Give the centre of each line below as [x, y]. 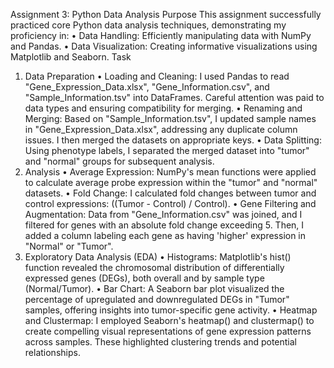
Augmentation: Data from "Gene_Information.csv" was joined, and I [163, 214]
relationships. [52, 352]
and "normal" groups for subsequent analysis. [119, 161]
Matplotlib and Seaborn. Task [71, 57]
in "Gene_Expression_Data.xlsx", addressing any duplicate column [161, 129]
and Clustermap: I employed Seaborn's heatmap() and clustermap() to [169, 320]
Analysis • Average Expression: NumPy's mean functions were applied [170, 172]
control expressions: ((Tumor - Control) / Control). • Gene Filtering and [170, 203]
